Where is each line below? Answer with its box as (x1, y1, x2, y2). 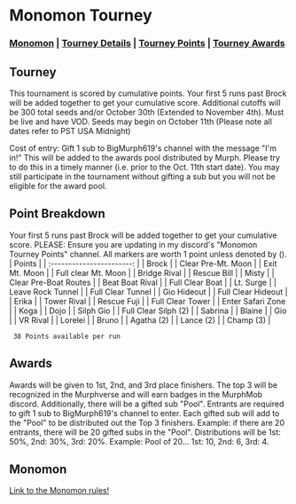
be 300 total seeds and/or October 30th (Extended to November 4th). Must (9, 106, 284, 117)
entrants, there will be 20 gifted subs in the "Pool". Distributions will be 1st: (9, 427, 281, 437)
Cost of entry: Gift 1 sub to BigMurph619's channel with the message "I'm (9, 143, 277, 154)
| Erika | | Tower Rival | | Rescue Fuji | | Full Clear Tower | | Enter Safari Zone (9, 295, 286, 306)
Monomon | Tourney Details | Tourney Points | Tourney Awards (9, 37, 285, 50)
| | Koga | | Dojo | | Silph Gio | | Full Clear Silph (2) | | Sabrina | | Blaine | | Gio (9, 305, 287, 316)
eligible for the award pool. (9, 180, 107, 191)
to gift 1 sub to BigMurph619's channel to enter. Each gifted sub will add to (9, 407, 280, 418)
